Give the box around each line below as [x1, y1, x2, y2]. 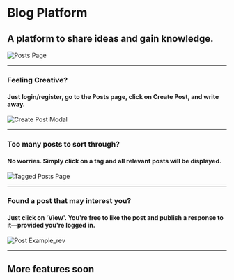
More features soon [7, 263, 95, 275]
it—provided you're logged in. [7, 221, 95, 229]
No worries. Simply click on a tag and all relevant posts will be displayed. [7, 156, 221, 165]
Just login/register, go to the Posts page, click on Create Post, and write [7, 92, 219, 101]
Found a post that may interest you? [7, 196, 132, 206]
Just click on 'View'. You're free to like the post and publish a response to [7, 213, 224, 221]
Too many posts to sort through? [7, 140, 120, 149]
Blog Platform [7, 5, 88, 21]
